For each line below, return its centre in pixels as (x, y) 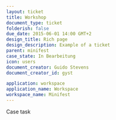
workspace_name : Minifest (38, 95)
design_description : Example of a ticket (58, 45)
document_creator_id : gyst (40, 73)
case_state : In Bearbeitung (41, 56)
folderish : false (28, 28)
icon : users (21, 61)
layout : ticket (25, 12)
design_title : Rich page (37, 39)
